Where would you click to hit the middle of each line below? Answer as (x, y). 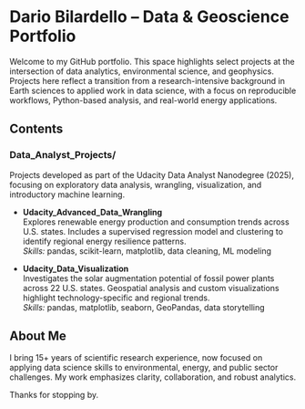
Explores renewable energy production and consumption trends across (156, 222)
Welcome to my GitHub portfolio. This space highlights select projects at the (152, 61)
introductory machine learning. (67, 194)
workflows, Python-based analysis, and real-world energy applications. (143, 100)
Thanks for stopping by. (54, 395)
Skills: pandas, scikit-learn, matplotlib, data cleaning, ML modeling (147, 251)
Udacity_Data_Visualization (76, 268)
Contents (36, 129)
